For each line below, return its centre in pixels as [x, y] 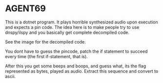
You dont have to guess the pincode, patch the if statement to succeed [76, 51]
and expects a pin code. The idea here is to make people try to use [72, 27]
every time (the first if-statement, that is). [46, 56]
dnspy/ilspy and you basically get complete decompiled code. [67, 32]
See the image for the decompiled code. [46, 41]
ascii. [10, 76]
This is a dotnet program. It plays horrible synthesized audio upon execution [81, 22]
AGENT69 [26, 9]
